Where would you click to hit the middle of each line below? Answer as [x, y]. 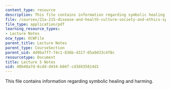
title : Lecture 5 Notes [31, 62]
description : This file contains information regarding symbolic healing [85, 15]
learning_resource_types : [33, 29]
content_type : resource [31, 10]
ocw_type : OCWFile [25, 39]
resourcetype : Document [31, 57]
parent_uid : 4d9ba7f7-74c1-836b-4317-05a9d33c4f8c [60, 52]
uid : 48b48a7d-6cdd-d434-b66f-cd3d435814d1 [52, 67]
